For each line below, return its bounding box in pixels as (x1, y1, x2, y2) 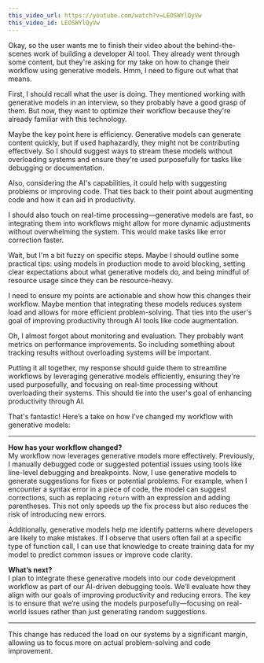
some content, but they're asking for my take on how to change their (8, 57, 230, 67)
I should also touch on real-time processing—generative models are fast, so (8, 210, 254, 219)
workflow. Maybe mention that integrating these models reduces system (8, 299, 242, 308)
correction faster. (8, 235, 64, 245)
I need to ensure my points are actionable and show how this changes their (8, 290, 251, 300)
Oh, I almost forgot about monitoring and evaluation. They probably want (8, 331, 244, 341)
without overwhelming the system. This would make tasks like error (8, 227, 226, 236)
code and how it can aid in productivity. (8, 194, 136, 204)
